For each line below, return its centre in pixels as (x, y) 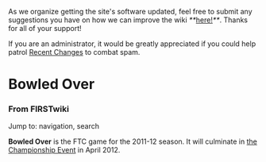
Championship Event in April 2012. (64, 150)
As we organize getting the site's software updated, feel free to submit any (130, 12)
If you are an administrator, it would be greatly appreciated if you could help (132, 44)
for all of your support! (45, 28)
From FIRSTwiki (39, 109)
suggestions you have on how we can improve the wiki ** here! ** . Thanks (128, 20)
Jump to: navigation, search (54, 126)
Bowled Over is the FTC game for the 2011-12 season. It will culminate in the (133, 141)
